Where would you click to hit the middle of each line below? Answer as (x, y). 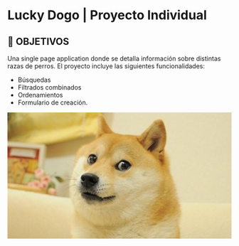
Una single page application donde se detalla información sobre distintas (114, 58)
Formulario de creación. (53, 102)
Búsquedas (34, 80)
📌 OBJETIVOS (38, 42)
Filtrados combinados (49, 87)
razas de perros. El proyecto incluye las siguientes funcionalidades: (106, 66)
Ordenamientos (40, 95)
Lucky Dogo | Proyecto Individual (107, 15)
